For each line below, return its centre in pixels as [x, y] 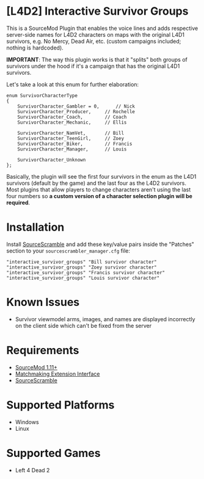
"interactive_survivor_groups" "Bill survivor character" [82, 262]
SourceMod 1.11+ [36, 367]
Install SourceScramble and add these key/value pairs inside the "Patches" [100, 244]
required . [18, 202]
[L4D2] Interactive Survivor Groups [97, 11]
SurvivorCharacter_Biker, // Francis [75, 144]
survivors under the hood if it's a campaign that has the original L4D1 [93, 66]
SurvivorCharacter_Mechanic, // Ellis [72, 122]
